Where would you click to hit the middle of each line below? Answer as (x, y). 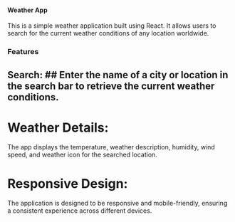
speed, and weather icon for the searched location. (83, 155)
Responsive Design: (68, 183)
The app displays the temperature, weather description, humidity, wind (111, 147)
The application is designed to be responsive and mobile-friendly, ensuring (117, 203)
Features (23, 52)
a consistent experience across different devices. (80, 211)
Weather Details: (58, 127)
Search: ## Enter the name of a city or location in (118, 75)
